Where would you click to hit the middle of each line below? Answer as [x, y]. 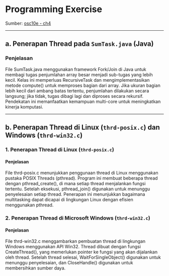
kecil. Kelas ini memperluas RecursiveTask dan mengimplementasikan [77, 80]
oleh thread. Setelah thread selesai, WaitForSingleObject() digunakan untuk [83, 257]
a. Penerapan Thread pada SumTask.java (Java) [79, 44]
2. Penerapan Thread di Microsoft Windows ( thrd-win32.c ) [78, 218]
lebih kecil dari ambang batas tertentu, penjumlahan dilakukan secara [77, 91]
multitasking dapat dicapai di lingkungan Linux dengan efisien [69, 200]
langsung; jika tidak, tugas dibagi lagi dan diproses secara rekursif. [74, 96]
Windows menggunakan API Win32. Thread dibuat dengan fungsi [73, 247]
